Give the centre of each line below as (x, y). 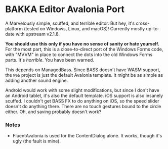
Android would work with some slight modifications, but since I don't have (82, 90)
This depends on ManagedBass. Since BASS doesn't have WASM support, (83, 70)
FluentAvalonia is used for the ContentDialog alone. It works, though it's (87, 136)
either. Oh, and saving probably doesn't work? (53, 112)
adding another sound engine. (37, 80)
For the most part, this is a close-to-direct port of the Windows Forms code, (84, 49)
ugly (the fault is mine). (36, 141)
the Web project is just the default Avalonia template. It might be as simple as (84, 75)
